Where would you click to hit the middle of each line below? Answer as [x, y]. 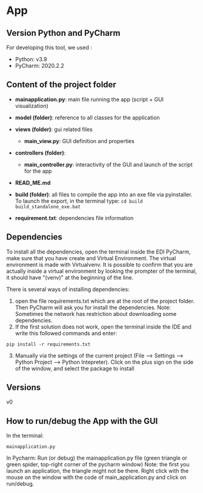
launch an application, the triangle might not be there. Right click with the [98, 471]
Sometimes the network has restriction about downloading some [96, 314]
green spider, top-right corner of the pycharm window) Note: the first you [98, 464]
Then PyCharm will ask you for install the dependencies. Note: [93, 307]
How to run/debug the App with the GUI [82, 421]
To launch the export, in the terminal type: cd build [79, 201]
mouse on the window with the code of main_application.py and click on [96, 477]
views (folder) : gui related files [54, 129]
